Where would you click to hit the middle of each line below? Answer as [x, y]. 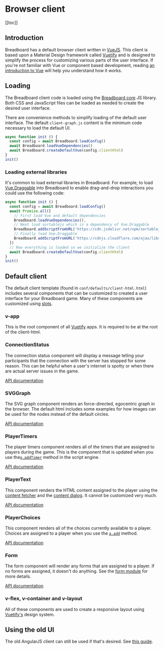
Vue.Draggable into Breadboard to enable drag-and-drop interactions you [79, 188]
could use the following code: [35, 193]
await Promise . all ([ [30, 211]
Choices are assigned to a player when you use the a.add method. [72, 533]
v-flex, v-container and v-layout [44, 599]
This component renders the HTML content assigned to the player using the [81, 490]
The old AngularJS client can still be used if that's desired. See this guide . [79, 642]
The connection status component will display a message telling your [75, 355]
